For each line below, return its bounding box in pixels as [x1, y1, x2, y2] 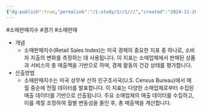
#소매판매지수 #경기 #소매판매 [6, 26, 78, 33]
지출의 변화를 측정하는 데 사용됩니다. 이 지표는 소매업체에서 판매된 [30, 54, 185, 61]
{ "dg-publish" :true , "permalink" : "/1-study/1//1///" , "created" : [6, 8, 168, 15]
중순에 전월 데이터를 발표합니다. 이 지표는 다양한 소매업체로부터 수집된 [30, 84, 194, 91]
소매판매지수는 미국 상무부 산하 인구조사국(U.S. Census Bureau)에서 [23, 76, 185, 84]
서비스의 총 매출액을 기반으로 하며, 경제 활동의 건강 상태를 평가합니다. [30, 61, 192, 69]
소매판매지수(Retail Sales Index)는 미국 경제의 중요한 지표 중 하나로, [23, 46, 184, 54]
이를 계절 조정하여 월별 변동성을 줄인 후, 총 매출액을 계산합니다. [23, 99, 171, 106]
